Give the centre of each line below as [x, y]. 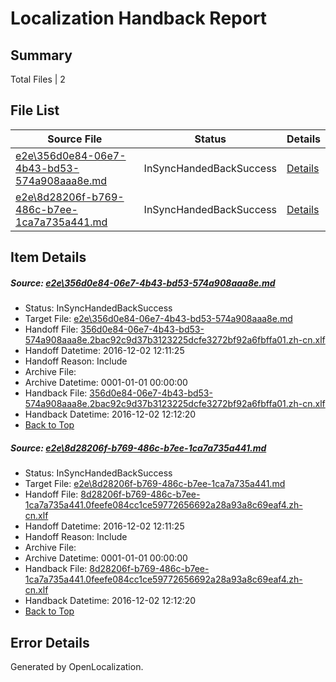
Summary [41, 55]
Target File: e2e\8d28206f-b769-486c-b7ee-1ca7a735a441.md [155, 484]
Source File [75, 139]
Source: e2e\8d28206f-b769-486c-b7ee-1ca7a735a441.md [138, 448]
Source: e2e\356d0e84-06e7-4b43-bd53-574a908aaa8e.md [143, 283]
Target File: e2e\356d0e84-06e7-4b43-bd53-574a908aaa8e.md [158, 319]
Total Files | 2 [38, 79]
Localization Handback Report [139, 18]
